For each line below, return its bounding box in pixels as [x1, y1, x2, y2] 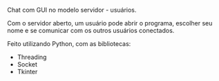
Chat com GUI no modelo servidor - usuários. [7, 6, 137, 14]
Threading [17, 53, 47, 61]
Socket [17, 60, 38, 68]
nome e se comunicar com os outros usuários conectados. [7, 27, 175, 34]
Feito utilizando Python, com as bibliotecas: [7, 40, 131, 47]
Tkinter [17, 68, 38, 76]
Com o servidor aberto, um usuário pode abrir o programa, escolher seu [7, 19, 213, 27]
